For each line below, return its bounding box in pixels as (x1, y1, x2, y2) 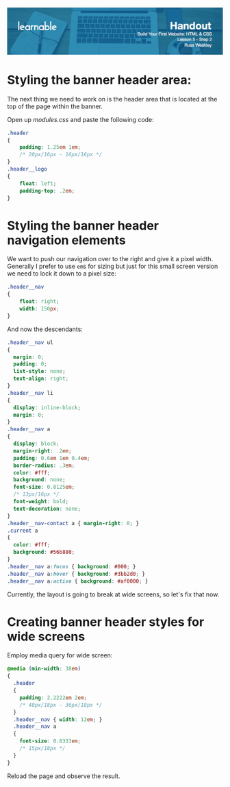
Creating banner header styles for (7, 614, 205, 629)
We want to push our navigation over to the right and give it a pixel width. (7, 255, 214, 263)
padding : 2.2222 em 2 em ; (19, 694, 88, 701)
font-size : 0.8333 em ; (19, 738, 81, 744)
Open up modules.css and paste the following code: (7, 115, 154, 123)
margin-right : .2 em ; (13, 447, 72, 455)
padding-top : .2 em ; (19, 187, 75, 194)
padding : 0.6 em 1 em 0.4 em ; (13, 455, 90, 461)
